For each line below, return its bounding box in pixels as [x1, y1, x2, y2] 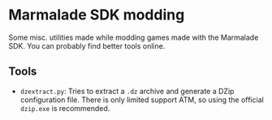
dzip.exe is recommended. [19, 103, 110, 113]
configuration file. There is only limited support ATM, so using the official [19, 95, 264, 105]
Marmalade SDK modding [8, 6, 185, 24]
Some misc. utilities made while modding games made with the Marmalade [8, 32, 259, 42]
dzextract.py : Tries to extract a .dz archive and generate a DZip [19, 86, 235, 96]
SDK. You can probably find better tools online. [8, 41, 166, 50]
